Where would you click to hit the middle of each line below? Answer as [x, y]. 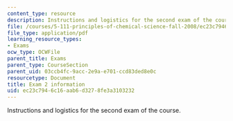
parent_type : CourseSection [48, 65]
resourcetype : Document [42, 78]
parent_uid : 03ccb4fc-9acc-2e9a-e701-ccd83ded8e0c [82, 71]
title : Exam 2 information [46, 84]
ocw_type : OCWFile [34, 53]
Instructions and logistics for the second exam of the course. [94, 111]
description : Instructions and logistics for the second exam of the [110, 20]
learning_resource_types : [44, 39]
